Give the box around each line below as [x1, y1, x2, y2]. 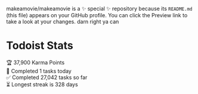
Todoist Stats [6, 39, 73, 52]
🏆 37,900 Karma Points [6, 59, 65, 66]
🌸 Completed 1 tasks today [6, 67, 72, 74]
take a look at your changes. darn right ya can [6, 18, 119, 25]
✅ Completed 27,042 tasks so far [6, 74, 88, 81]
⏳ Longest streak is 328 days [6, 80, 79, 88]
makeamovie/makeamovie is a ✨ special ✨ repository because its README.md [6, 5, 193, 12]
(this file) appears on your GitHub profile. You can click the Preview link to [6, 12, 188, 18]
